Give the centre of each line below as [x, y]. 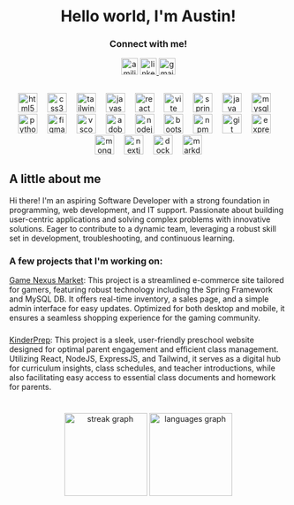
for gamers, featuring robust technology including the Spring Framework [141, 289]
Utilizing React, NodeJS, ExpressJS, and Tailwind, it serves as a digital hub [145, 358]
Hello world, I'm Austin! [148, 16]
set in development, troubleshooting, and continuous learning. [122, 238]
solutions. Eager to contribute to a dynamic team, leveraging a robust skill [143, 228]
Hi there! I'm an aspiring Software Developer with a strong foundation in [139, 200]
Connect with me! [148, 44]
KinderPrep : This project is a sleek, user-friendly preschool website [132, 340]
